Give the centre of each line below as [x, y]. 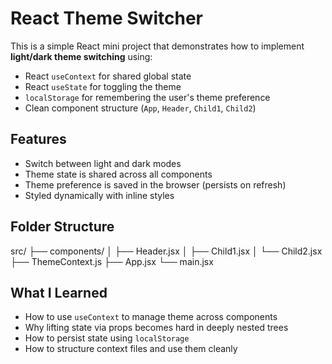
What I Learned [59, 292]
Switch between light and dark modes [103, 163]
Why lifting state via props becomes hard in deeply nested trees [156, 328]
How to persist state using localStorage [107, 338]
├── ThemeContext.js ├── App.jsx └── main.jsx [112, 261]
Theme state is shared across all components [118, 174]
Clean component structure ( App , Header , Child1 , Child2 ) [140, 108]
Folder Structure [62, 227]
